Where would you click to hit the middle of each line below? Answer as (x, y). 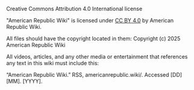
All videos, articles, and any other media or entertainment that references (97, 56)
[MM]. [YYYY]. (24, 81)
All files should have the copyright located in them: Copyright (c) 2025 (93, 38)
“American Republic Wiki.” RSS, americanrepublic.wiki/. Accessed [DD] (94, 75)
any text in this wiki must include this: (53, 63)
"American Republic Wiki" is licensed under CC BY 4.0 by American (90, 20)
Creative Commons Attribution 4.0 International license (74, 9)
